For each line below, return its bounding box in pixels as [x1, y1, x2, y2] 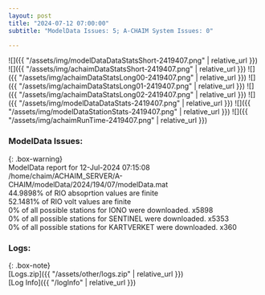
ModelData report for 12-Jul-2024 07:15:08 [8, 162, 151, 172]
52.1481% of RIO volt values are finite [8, 196, 132, 206]
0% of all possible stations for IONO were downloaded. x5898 [8, 205, 214, 215]
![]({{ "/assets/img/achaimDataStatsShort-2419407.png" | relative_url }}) [8, 64, 247, 74]
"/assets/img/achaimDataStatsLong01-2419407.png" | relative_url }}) [18, 81, 246, 91]
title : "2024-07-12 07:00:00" [8, 19, 110, 27]
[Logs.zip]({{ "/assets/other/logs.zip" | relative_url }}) [8, 268, 184, 278]
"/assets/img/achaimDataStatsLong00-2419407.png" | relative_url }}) [18, 73, 247, 83]
